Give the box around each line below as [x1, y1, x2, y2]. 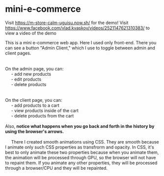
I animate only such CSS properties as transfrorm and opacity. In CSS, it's [5, 144, 155, 150]
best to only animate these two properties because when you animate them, [5, 149, 159, 155]
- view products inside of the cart [11, 107, 79, 114]
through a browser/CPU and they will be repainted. [5, 165, 108, 171]
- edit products [11, 76, 42, 82]
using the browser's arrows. [5, 128, 64, 134]
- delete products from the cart [11, 113, 74, 118]
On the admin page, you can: [5, 65, 64, 72]
